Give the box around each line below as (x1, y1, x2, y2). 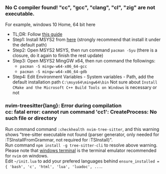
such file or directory (5, 114, 57, 121)
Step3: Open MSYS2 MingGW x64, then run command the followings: (12, 58, 156, 64)
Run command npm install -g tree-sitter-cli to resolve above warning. (5, 142, 158, 148)
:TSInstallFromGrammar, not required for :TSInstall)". (5, 136, 113, 142)
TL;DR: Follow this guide (12, 31, 63, 37)
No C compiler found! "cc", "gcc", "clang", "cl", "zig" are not (5, 4, 156, 11)
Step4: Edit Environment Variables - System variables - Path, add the (12, 74, 154, 80)
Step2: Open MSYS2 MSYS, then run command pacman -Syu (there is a (12, 47, 158, 53)
